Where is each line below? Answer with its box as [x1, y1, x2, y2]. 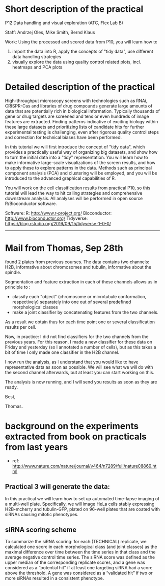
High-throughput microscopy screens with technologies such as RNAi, [5, 98, 148, 103]
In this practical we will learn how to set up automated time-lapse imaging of [5, 495, 160, 501]
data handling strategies [12, 53, 61, 60]
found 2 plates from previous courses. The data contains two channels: [5, 259, 150, 265]
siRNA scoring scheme [5, 525, 77, 534]
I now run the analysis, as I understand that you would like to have [5, 359, 138, 365]
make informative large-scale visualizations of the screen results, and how [5, 159, 156, 166]
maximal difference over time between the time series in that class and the [5, 549, 156, 555]
